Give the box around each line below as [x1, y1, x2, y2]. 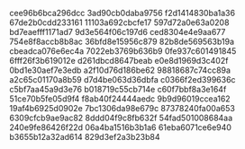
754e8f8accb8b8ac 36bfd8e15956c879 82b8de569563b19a [9, 36, 235, 47]
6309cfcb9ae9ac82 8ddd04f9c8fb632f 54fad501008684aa [9, 112, 233, 123]
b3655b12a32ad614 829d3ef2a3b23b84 [9, 132, 160, 142]
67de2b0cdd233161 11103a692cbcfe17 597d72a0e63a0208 [9, 17, 230, 28]
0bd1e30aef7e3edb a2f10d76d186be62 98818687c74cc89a [9, 65, 231, 75]
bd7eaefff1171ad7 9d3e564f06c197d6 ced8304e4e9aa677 [9, 27, 226, 37]
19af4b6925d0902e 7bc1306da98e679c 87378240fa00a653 [9, 103, 236, 113]
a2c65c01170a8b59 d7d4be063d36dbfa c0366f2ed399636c [9, 74, 236, 84]
